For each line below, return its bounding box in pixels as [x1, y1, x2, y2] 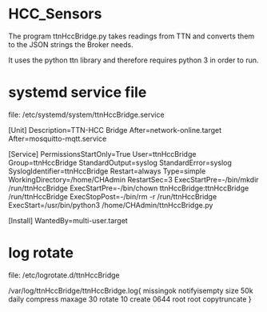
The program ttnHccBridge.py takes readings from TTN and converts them [8, 31, 255, 41]
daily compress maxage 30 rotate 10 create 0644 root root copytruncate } [8, 294, 252, 304]
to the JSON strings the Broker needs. [8, 39, 133, 49]
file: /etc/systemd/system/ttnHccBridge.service [8, 110, 165, 119]
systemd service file [8, 83, 147, 102]
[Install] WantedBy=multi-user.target [8, 215, 128, 225]
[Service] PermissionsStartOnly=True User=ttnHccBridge [8, 149, 197, 158]
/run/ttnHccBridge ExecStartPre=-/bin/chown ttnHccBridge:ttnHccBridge [8, 183, 249, 193]
